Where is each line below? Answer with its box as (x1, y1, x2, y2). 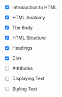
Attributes (12, 66, 33, 72)
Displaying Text (12, 76, 45, 82)
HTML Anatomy (12, 15, 45, 21)
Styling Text (12, 86, 38, 92)
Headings (12, 45, 33, 51)
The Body (12, 25, 33, 31)
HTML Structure (12, 35, 46, 41)
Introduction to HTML (12, 5, 57, 10)
